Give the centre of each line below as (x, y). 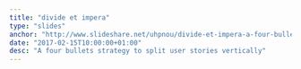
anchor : (24, 34)
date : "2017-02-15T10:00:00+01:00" (76, 43)
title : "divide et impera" (60, 17)
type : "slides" (38, 26)
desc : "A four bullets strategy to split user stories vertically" (138, 51)
